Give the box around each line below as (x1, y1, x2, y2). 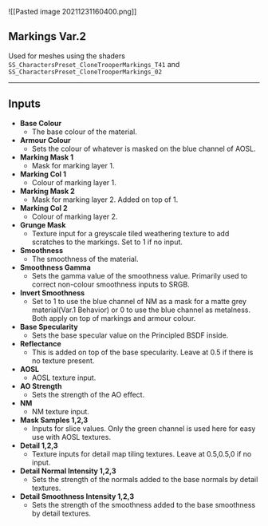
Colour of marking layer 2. (31, 212, 118, 221)
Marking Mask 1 (19, 152, 74, 162)
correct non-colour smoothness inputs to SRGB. (31, 279, 190, 289)
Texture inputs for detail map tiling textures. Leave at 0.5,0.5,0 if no (31, 449, 252, 458)
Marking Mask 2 (19, 186, 75, 196)
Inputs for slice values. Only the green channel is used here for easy (31, 423, 256, 433)
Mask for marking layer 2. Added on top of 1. (31, 195, 179, 204)
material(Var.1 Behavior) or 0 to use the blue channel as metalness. (31, 305, 251, 314)
